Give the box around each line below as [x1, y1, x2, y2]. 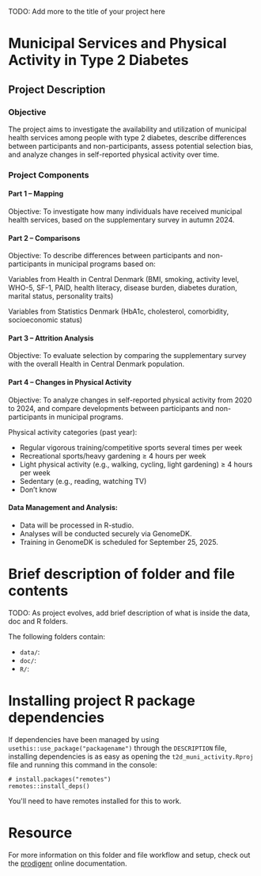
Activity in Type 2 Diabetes [8, 51, 189, 70]
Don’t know [19, 485, 58, 494]
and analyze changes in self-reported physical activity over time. [8, 150, 220, 159]
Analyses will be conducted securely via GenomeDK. [19, 528, 192, 538]
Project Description [8, 82, 106, 96]
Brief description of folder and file [8, 566, 236, 583]
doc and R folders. [8, 616, 69, 626]
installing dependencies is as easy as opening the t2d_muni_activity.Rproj [8, 752, 254, 761]
